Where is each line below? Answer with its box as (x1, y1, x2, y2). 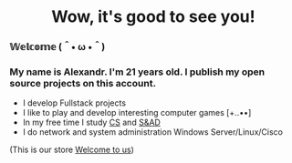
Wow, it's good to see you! (51, 6, 255, 27)
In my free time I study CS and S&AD (22, 117, 162, 128)
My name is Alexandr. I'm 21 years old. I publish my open (9, 66, 266, 78)
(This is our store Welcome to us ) (9, 144, 135, 156)
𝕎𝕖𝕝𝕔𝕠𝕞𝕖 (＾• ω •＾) (9, 41, 106, 54)
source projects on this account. (9, 77, 157, 90)
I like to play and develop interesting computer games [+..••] (22, 107, 252, 118)
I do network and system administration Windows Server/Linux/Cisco (22, 127, 283, 138)
